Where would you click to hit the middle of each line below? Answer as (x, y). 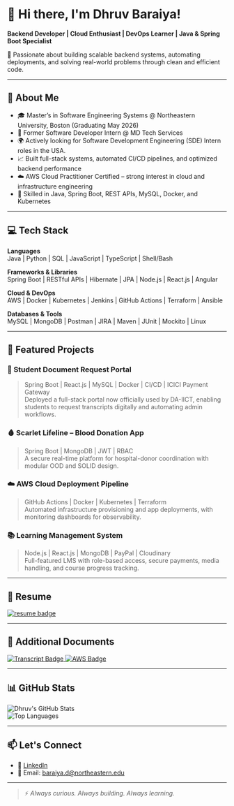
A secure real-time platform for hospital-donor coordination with (116, 458)
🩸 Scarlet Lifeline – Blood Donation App (76, 433)
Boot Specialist (30, 41)
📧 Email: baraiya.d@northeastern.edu (71, 773)
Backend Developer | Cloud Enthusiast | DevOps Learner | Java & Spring (114, 34)
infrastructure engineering (55, 186)
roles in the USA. (41, 150)
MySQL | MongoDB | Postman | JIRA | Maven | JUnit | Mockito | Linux (107, 321)
